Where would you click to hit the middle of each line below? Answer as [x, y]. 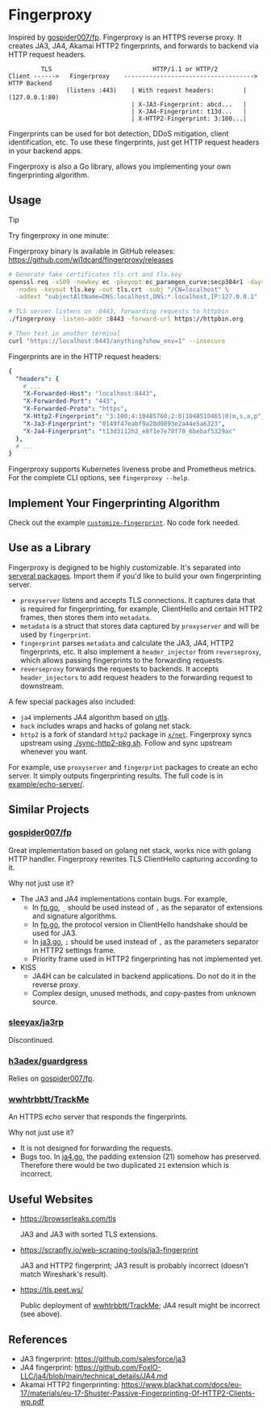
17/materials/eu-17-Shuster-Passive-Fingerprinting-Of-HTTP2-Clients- [138, 1393]
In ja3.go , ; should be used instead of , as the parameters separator [146, 941]
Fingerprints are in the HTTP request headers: [85, 356]
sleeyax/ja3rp [36, 1023]
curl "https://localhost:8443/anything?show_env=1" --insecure [117, 341]
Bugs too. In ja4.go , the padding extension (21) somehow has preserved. [141, 1157]
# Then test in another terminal [65, 333]
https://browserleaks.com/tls [68, 1219]
